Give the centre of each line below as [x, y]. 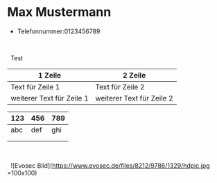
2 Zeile [134, 75]
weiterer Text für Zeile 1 [50, 98]
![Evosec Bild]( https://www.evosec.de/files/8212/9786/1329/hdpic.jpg [110, 165]
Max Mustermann [59, 12]
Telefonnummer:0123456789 [59, 31]
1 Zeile [50, 75]
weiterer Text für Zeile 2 [134, 98]
